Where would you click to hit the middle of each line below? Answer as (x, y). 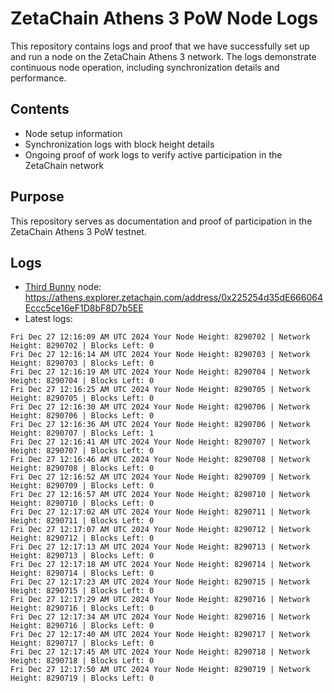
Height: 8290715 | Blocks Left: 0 (82, 591)
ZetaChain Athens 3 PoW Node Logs (164, 18)
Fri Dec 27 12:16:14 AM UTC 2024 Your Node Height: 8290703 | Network (160, 355)
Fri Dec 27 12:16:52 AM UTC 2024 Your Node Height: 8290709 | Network (160, 477)
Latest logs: (48, 319)
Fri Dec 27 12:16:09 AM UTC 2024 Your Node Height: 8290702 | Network (160, 337)
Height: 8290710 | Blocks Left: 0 (82, 503)
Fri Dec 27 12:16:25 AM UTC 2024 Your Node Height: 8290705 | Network (160, 390)
